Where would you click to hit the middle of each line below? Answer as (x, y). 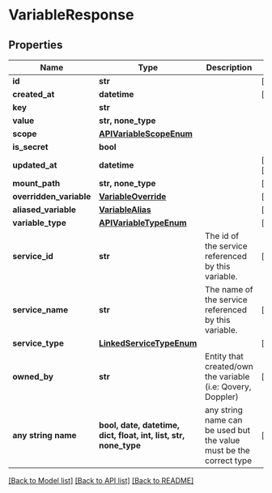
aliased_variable (45, 210)
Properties (36, 45)
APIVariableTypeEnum (143, 223)
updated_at (35, 165)
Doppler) (222, 397)
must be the (228, 450)
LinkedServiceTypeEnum (148, 343)
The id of (222, 236)
